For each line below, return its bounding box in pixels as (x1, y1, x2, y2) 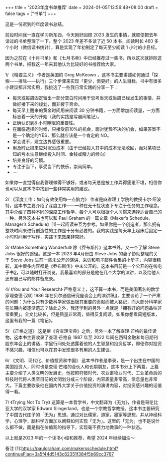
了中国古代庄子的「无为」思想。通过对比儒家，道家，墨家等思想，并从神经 (5, 412, 158, 418)
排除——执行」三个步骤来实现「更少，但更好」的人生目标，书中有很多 (18, 78, 162, 84)
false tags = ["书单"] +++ (5, 10, 57, 16)
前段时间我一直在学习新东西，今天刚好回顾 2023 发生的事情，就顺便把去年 (5, 32, 158, 37)
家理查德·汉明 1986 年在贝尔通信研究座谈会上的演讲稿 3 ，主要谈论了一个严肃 (5, 293, 161, 298)
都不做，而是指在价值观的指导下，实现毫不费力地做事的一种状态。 (9, 424, 145, 430)
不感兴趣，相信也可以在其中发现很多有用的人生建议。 (5, 347, 114, 353)
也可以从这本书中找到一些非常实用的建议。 (5, 186, 92, 191)
